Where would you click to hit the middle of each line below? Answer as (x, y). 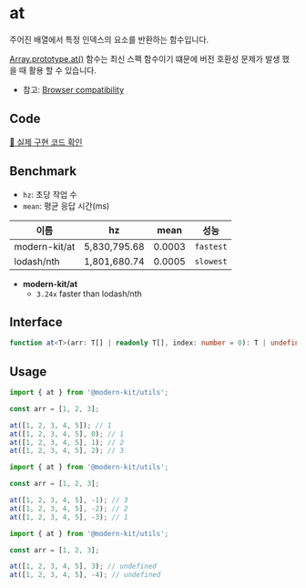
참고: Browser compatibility (73, 89)
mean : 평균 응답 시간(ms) (66, 206)
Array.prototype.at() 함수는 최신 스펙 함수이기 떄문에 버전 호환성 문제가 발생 (145, 58)
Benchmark (43, 171)
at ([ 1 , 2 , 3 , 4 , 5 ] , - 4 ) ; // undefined (85, 575)
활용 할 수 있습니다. (63, 70)
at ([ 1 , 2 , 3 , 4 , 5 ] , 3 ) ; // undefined (83, 567)
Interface (36, 322)
